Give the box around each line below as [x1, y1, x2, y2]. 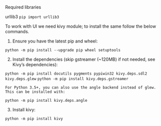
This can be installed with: [5, 89, 65, 94]
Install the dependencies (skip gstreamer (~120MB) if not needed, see [12, 56, 156, 62]
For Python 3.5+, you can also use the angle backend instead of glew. [5, 85, 156, 90]
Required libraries [5, 4, 41, 10]
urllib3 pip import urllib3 [5, 14, 59, 19]
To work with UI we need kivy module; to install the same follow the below [5, 23, 156, 29]
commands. [5, 29, 30, 34]
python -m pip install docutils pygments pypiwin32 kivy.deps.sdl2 [5, 71, 148, 76]
